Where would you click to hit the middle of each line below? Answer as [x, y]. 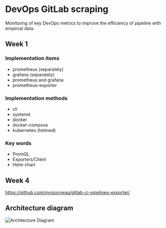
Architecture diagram [39, 208]
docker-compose [30, 125]
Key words [18, 143]
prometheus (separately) [38, 69]
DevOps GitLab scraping [57, 9]
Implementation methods [36, 98]
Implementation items [32, 58]
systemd [21, 114]
